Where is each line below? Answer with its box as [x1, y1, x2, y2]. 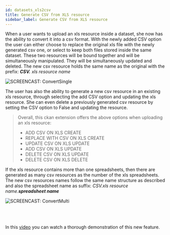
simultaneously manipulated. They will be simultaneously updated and [5, 58, 152, 64]
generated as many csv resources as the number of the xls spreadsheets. [5, 172, 159, 178]
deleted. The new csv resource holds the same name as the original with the [5, 63, 165, 69]
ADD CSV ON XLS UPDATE [25, 146, 82, 152]
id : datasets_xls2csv [5, 7, 51, 13]
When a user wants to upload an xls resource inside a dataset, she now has [5, 31, 163, 37]
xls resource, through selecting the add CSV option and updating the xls [5, 94, 156, 100]
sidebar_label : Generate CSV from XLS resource [5, 17, 108, 22]
